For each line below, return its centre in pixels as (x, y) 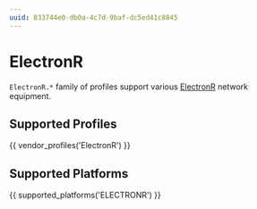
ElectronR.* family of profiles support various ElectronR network (129, 87)
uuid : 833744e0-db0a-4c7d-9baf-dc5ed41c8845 (94, 17)
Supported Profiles (64, 124)
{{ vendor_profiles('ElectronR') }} (70, 146)
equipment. (30, 96)
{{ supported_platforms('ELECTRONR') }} (85, 195)
